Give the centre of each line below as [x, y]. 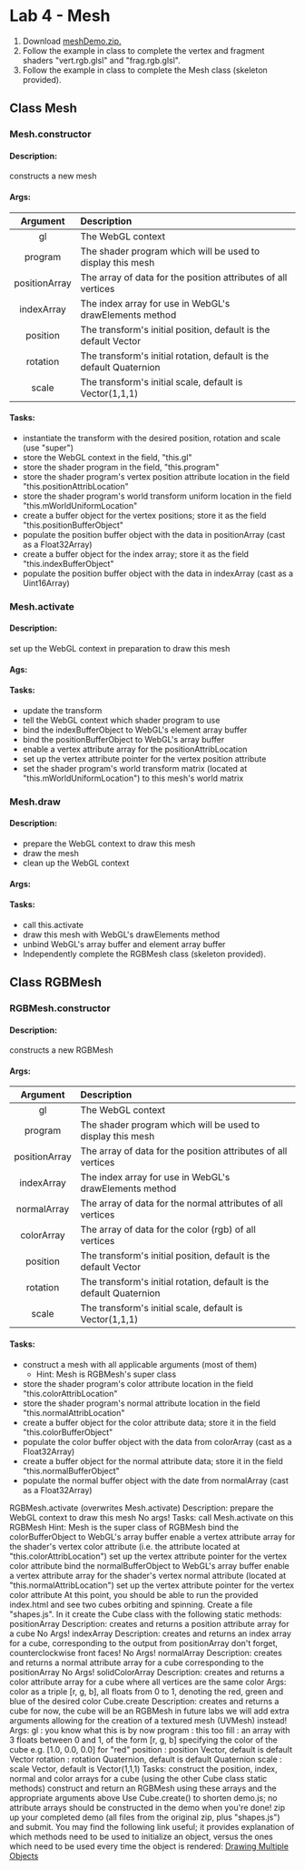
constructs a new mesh [53, 176]
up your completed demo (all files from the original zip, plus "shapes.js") [145, 1817]
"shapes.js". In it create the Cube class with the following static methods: [146, 1614]
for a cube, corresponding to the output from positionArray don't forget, [144, 1643]
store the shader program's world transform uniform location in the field [157, 496]
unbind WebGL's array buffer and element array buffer [124, 944]
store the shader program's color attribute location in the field [138, 1383]
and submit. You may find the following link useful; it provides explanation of [152, 1826]
